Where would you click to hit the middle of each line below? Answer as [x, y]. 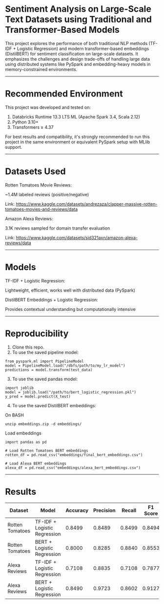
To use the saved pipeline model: [45, 352]
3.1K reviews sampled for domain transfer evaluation [58, 228]
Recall [129, 510]
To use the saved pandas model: [45, 379]
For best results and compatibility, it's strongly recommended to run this [77, 137]
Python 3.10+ [25, 122]
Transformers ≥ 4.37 [33, 127]
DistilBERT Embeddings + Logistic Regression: [52, 300]
